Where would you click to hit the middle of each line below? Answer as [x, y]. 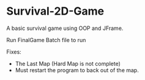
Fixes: [14, 52]
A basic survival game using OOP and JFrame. [65, 28]
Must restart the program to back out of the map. [77, 70]
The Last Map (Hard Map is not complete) [68, 64]
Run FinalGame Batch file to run [46, 40]
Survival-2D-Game [55, 11]
